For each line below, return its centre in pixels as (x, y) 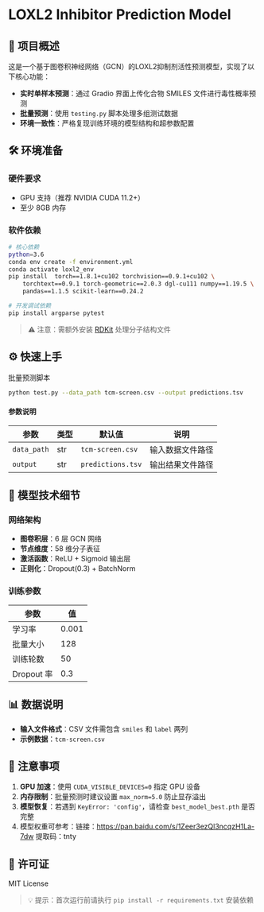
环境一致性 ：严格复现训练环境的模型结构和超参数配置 (107, 123)
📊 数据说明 (36, 705)
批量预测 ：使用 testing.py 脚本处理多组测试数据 (99, 113)
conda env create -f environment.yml (71, 262)
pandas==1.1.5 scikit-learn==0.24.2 (83, 292)
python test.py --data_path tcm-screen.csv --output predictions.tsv (126, 392)
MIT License (29, 883)
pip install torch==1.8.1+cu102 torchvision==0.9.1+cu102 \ (112, 277)
